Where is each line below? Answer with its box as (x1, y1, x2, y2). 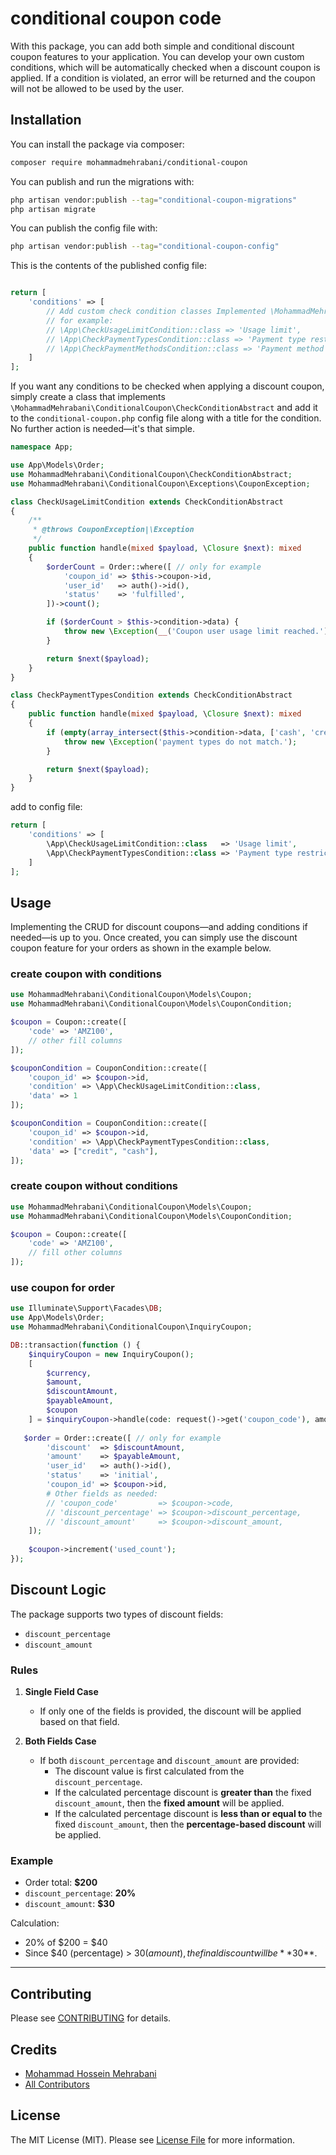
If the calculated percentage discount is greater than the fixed (54, 1787, 312, 1799)
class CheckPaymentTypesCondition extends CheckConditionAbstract (10, 690, 293, 701)
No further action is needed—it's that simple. (10, 423, 196, 435)
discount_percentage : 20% (24, 1887, 137, 1899)
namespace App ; (10, 442, 74, 452)
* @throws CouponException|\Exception (32, 525, 195, 535)
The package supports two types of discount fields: (10, 1608, 224, 1620)
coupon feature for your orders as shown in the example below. (10, 942, 272, 954)
